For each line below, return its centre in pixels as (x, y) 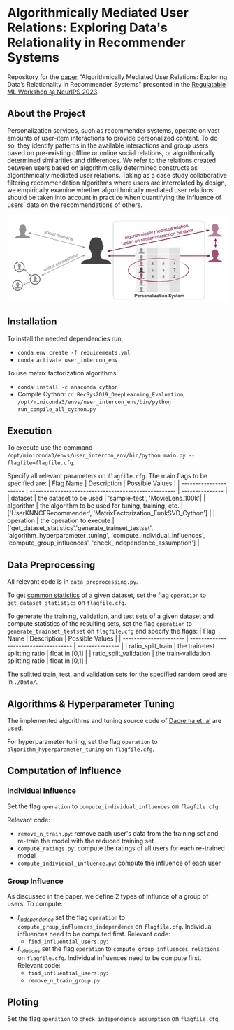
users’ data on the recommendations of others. (75, 205)
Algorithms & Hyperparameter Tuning (91, 704)
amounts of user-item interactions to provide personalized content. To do (112, 138)
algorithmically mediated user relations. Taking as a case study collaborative (117, 175)
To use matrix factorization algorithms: (63, 373)
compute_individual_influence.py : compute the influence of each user (119, 863)
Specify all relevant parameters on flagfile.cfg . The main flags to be (108, 476)
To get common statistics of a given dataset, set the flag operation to (107, 595)
